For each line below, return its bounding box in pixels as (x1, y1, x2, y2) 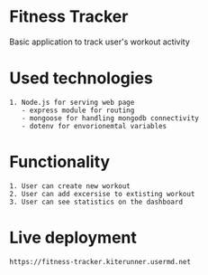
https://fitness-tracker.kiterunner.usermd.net (9, 257, 192, 266)
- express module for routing (21, 106, 135, 115)
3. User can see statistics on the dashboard (9, 197, 183, 206)
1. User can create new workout (9, 181, 131, 191)
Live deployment (9, 228, 138, 248)
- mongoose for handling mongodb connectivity (21, 113, 200, 123)
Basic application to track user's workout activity (9, 36, 191, 47)
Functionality (9, 152, 111, 173)
